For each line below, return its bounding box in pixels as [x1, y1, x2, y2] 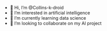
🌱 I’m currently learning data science [10, 15, 86, 21]
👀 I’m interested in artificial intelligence [10, 10, 90, 16]
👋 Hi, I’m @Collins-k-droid [10, 5, 64, 10]
